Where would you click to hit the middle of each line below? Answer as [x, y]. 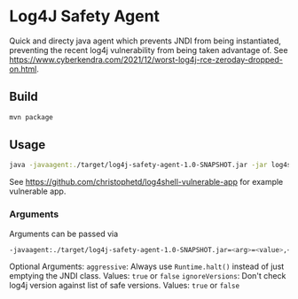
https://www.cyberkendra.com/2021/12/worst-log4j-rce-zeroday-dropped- [146, 59]
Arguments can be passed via [64, 234]
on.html [23, 69]
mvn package [31, 117]
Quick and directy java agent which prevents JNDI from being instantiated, [145, 41]
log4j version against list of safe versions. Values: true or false [125, 286]
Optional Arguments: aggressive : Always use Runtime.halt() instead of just [147, 266]
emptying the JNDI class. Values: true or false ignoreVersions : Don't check [148, 276]
